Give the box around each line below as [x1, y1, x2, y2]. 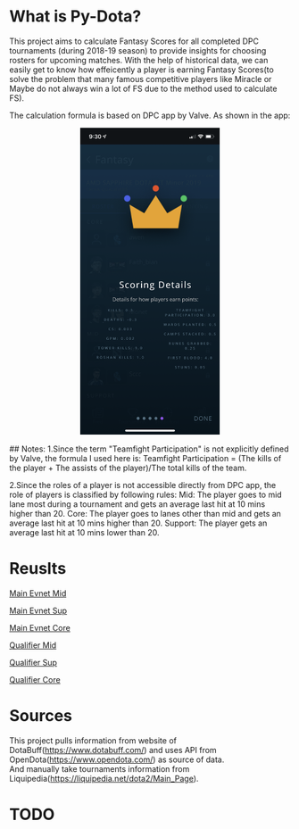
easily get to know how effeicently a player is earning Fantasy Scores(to [9, 64, 274, 75]
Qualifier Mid [9, 640, 57, 651]
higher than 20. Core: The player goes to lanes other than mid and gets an [9, 508, 281, 518]
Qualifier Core [9, 674, 61, 684]
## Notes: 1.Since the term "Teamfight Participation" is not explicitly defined [9, 444, 289, 454]
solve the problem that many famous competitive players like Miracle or [9, 73, 272, 84]
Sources [9, 706, 73, 726]
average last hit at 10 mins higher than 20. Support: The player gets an [9, 518, 268, 528]
